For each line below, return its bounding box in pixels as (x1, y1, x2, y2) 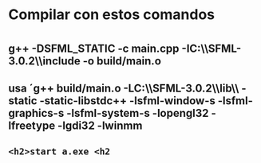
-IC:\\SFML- (181, 42, 242, 56)
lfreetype (8, 118, 56, 132)
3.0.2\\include (8, 54, 81, 68)
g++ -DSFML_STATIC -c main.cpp (8, 42, 180, 56)
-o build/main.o (82, 54, 162, 68)
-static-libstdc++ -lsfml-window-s (39, 94, 216, 107)
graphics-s (8, 106, 65, 120)
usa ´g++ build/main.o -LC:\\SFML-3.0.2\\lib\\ (8, 81, 239, 95)
